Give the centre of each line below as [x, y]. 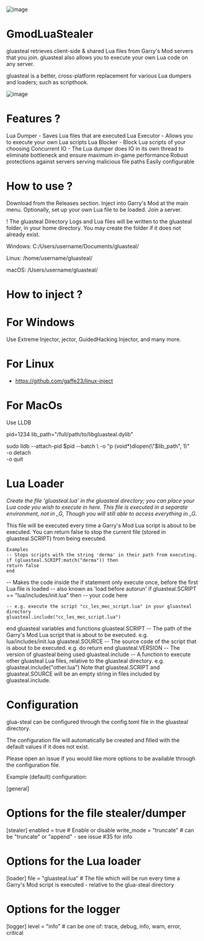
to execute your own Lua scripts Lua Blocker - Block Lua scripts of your [96, 142]
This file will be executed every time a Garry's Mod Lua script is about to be [101, 525]
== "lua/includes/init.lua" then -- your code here [67, 595]
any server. [20, 63]
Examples [17, 549]
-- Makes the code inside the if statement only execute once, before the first [102, 582]
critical [15, 932]
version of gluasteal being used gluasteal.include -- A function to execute [98, 654]
